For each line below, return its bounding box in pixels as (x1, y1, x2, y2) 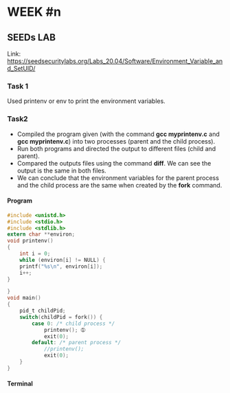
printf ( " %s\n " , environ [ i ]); (19, 262, 103, 270)
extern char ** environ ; (7, 231, 76, 238)
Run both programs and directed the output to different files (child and (16, 144, 216, 153)
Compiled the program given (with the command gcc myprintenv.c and (16, 130, 220, 138)
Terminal (7, 379, 33, 388)
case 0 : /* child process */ (32, 320, 115, 327)
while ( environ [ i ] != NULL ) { (19, 256, 106, 263)
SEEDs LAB (7, 32, 56, 43)
